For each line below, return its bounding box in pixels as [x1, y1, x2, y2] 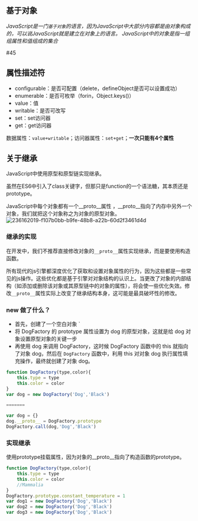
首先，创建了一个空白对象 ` [14, 321, 81, 328]
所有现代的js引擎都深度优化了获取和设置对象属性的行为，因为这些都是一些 [6, 267, 186, 274]
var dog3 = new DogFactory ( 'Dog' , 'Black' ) [6, 509, 112, 516]
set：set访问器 [14, 114, 51, 122]
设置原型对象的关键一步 [20, 335, 77, 343]
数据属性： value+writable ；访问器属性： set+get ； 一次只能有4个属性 [6, 134, 174, 141]
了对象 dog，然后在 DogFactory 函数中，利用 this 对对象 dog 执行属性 [14, 350, 183, 357]
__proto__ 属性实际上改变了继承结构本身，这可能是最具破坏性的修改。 [11, 289, 180, 296]
